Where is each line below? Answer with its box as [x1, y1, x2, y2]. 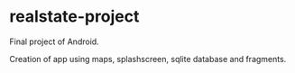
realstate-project [9, 6, 140, 27]
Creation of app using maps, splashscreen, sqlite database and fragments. [9, 53, 287, 64]
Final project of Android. [9, 36, 99, 47]
